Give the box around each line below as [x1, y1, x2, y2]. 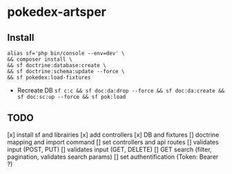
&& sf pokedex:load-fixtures [7, 74, 91, 81]
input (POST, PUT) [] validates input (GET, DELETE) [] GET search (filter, [7, 145, 212, 153]
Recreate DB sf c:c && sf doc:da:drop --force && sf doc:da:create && [17, 86, 225, 94]
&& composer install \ [7, 56, 72, 63]
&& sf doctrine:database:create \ [7, 62, 107, 69]
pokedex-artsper [7, 4, 107, 20]
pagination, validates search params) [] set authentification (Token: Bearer [7, 153, 219, 161]
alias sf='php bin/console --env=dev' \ [7, 50, 126, 57]
